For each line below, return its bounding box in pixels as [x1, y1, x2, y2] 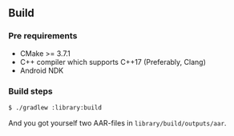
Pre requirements [8, 30, 78, 42]
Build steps [8, 86, 54, 97]
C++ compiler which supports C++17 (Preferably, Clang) [19, 57, 206, 66]
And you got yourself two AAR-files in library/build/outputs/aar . [8, 118, 227, 127]
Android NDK [19, 66, 64, 75]
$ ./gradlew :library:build [8, 103, 103, 111]
